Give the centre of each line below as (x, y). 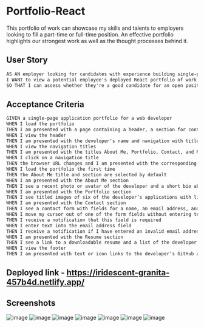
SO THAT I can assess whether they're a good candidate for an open (95, 85)
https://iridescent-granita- (118, 273)
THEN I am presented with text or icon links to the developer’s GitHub (100, 254)
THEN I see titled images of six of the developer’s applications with (99, 198)
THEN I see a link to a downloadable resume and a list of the (88, 243)
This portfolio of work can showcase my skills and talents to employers (95, 28)
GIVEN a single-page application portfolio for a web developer (89, 119)
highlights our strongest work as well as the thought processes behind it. (97, 41)
